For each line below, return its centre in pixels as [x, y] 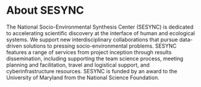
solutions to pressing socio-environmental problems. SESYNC [100, 46]
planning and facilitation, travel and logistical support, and [78, 65]
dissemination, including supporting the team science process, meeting [95, 58]
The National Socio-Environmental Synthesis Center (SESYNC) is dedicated [100, 27]
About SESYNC [45, 10]
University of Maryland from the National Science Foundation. [83, 77]
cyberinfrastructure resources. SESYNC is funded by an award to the [92, 71]
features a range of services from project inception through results [89, 52]
